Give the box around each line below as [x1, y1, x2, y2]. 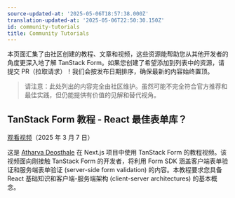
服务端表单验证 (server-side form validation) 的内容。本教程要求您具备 [19, 166, 222, 174]
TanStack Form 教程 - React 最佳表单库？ [7, 113, 187, 125]
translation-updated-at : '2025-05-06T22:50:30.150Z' [7, 17, 165, 24]
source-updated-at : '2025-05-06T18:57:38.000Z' [7, 10, 149, 17]
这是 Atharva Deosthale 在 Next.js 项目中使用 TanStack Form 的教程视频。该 [7, 148, 227, 157]
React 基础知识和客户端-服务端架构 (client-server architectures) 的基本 [7, 174, 212, 183]
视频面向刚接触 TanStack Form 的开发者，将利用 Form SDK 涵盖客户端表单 [7, 157, 222, 165]
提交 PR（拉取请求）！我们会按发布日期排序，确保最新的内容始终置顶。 [7, 67, 214, 76]
